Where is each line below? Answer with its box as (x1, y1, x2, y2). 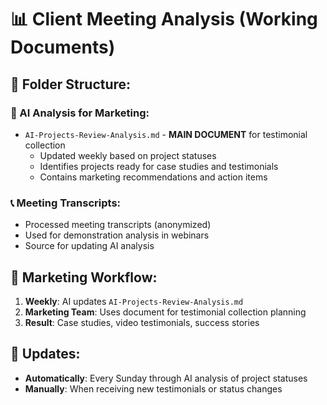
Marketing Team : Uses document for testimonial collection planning (24, 306, 307, 318)
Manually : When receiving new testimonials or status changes (24, 382, 283, 395)
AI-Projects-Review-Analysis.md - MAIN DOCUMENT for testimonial (24, 128, 308, 140)
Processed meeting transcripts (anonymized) (24, 219, 212, 231)
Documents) (10, 36, 116, 59)
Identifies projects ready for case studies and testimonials (39, 160, 279, 172)
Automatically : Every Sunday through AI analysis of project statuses (24, 372, 308, 384)
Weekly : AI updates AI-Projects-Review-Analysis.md (24, 295, 244, 307)
